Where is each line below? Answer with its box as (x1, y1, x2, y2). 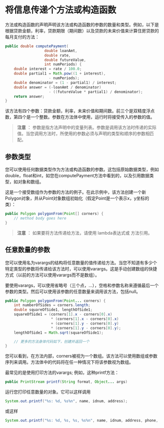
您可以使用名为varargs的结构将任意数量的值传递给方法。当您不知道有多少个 (5, 260, 157, 266)
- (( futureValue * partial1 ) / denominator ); (48, 89, 143, 94)
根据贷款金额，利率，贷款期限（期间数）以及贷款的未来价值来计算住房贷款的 (5, 27, 159, 33)
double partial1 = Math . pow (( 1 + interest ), (14, 71, 106, 76)
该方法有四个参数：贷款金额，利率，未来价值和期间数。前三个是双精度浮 (5, 108, 150, 114)
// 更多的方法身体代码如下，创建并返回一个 (14, 339, 90, 344)
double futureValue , (44, 57, 86, 62)
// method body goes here (14, 216, 67, 221)
